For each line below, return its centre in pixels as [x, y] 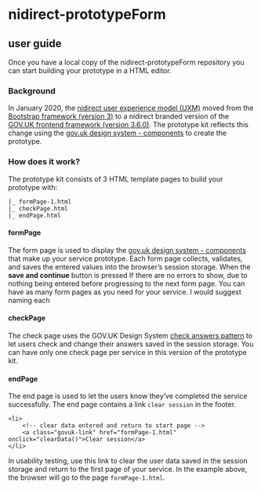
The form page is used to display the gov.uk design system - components [127, 250]
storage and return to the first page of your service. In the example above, [128, 470]
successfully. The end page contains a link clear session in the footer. [122, 404]
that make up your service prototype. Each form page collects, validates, [125, 258]
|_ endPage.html [34, 215]
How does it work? [44, 162]
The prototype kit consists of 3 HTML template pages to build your [116, 179]
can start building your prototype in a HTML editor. [90, 71]
